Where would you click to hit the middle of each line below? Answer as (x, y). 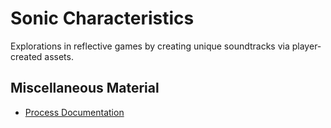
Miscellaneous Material (85, 88)
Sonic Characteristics (102, 18)
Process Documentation (74, 112)
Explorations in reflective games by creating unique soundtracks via (150, 46)
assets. (59, 56)
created (26, 56)
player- (306, 46)
